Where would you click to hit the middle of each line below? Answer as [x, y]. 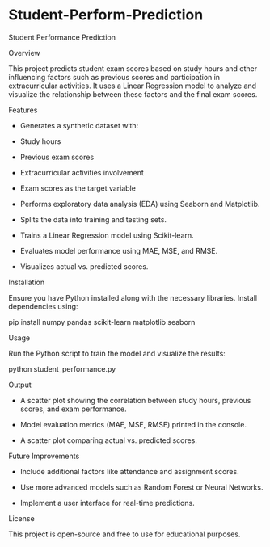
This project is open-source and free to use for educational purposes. [124, 534]
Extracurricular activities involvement [82, 172]
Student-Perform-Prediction [106, 15]
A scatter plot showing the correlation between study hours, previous [135, 400]
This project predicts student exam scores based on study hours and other [133, 68]
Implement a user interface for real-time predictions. [108, 503]
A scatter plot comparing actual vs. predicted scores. [109, 440]
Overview [24, 53]
